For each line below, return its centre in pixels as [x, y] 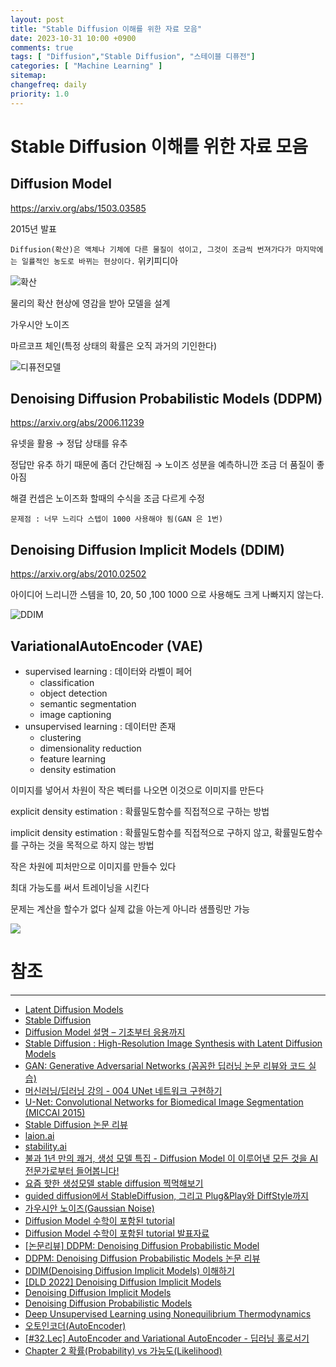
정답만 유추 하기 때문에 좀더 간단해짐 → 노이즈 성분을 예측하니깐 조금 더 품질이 [162, 465]
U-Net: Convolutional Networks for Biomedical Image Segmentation [164, 1102]
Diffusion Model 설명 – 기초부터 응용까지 [105, 1032]
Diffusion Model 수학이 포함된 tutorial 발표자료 [117, 1233]
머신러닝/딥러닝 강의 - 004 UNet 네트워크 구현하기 [123, 1090]
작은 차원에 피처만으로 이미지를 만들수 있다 [93, 867]
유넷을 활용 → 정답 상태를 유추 [69, 443]
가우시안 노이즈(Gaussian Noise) [89, 1208]
